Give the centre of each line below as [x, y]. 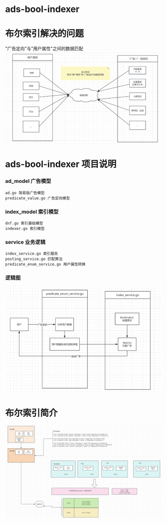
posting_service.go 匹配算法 [34, 259]
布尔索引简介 [32, 413]
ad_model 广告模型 [28, 181]
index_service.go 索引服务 [32, 254]
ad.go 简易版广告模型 [25, 193]
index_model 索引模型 [32, 211]
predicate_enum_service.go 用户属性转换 [45, 265]
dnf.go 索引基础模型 [24, 223]
